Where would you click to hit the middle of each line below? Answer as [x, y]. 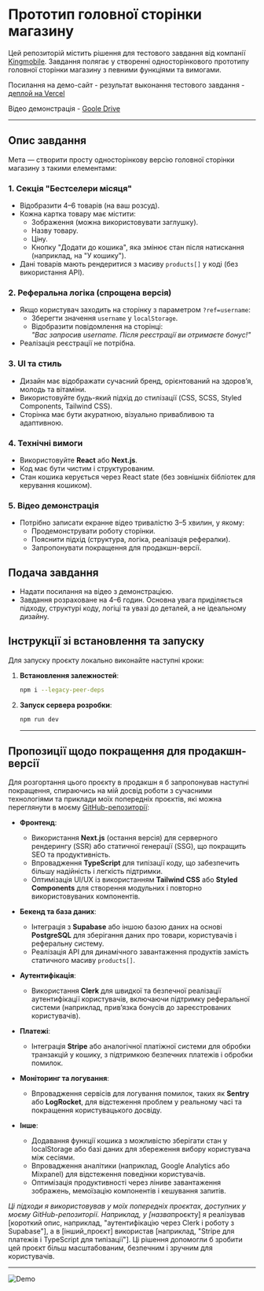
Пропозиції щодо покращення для [97, 751]
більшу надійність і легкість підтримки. [97, 872]
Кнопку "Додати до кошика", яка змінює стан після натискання [138, 247]
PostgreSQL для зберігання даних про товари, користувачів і [134, 935]
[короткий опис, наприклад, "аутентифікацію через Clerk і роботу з [121, 1223]
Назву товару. [55, 231]
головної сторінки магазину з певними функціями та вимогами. [115, 69]
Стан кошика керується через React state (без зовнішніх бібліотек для [137, 477]
